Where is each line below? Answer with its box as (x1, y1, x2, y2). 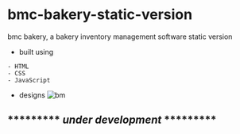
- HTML (7, 62, 29, 71)
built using (18, 47, 54, 56)
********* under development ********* (7, 113, 217, 127)
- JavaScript (7, 76, 51, 84)
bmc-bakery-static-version (7, 6, 192, 24)
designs (18, 90, 45, 100)
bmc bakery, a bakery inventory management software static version (7, 32, 233, 41)
